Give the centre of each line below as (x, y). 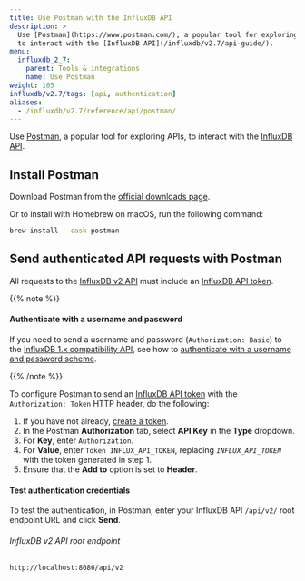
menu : (20, 52)
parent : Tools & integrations (83, 69)
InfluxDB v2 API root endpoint (65, 540)
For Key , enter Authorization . (78, 440)
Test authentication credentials (70, 490)
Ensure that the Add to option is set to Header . (110, 469)
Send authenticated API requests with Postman (146, 259)
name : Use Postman (60, 77)
